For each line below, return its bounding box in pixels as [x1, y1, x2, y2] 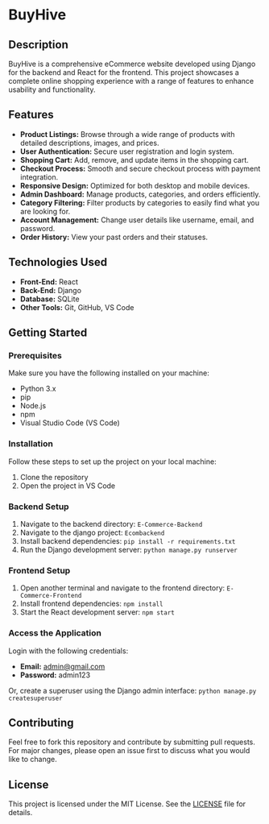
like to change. [8, 755, 58, 764]
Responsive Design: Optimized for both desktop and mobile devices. [19, 180, 250, 190]
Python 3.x [19, 384, 56, 394]
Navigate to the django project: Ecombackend [19, 528, 165, 537]
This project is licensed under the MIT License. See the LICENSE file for [8, 799, 246, 809]
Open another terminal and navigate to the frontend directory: [19, 583, 226, 593]
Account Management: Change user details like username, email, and [19, 215, 255, 225]
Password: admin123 [19, 670, 91, 680]
